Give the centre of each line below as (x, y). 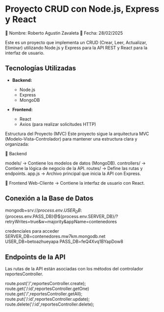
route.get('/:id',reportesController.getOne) (47, 289)
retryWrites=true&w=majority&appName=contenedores (61, 222)
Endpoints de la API (35, 257)
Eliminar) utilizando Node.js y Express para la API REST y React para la (76, 48)
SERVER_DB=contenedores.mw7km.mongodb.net (55, 237)
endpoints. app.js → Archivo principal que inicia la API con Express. (73, 173)
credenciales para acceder (32, 231)
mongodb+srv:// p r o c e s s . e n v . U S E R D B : (44, 211)
